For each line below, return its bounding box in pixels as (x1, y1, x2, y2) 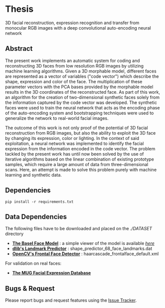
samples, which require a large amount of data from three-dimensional (5, 161, 149, 167)
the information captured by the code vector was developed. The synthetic (5, 100, 157, 105)
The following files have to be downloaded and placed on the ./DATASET (5, 226, 152, 232)
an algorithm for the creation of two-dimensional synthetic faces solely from (5, 94, 160, 100)
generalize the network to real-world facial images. (5, 115, 109, 121)
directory (5, 231, 24, 237)
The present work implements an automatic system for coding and (5, 58, 140, 64)
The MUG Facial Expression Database (12, 270, 91, 276)
